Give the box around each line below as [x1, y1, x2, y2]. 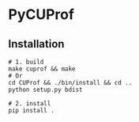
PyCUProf [8, 6, 75, 24]
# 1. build [8, 58, 44, 66]
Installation [8, 37, 65, 51]
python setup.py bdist [8, 86, 83, 93]
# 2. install [8, 100, 51, 108]
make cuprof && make [8, 65, 77, 73]
